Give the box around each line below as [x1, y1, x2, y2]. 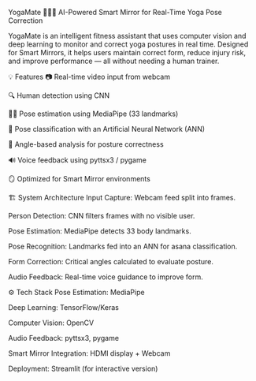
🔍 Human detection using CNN [8, 91, 110, 100]
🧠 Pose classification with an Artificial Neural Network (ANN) [8, 125, 206, 133]
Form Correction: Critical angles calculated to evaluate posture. [8, 257, 214, 266]
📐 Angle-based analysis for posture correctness [8, 140, 164, 149]
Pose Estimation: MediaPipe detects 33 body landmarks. [8, 226, 191, 236]
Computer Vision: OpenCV [8, 318, 95, 327]
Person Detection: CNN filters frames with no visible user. [8, 211, 195, 220]
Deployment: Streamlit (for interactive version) [8, 364, 158, 373]
